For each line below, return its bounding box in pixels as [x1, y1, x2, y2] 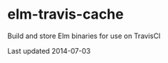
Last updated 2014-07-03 [7, 46, 91, 55]
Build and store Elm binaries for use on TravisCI [7, 31, 161, 40]
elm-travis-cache [7, 5, 124, 23]
